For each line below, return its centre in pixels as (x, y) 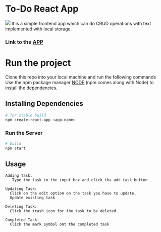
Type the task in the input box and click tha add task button (80, 180)
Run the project (38, 63)
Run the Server (24, 133)
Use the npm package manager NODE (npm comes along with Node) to (79, 82)
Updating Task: (21, 189)
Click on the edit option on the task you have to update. (73, 194)
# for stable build (26, 115)
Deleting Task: (21, 207)
